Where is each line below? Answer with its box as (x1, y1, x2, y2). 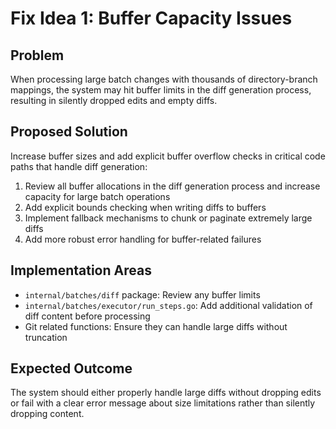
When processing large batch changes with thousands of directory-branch (10, 73, 318, 85)
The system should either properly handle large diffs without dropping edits (10, 387, 322, 399)
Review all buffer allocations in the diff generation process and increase (24, 180, 321, 192)
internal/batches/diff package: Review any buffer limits (24, 288, 261, 301)
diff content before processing (24, 310, 151, 322)
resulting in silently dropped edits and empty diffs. (10, 95, 218, 106)
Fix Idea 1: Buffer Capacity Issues (10, 7, 293, 30)
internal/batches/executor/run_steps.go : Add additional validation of (24, 299, 313, 311)
